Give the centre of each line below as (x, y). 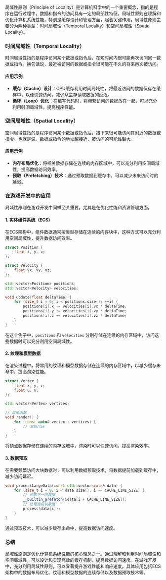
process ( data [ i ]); (42, 509)
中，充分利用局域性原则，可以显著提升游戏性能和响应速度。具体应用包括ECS (83, 566)
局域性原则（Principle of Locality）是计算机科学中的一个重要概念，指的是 (80, 7)
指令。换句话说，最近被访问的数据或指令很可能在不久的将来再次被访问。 (87, 64)
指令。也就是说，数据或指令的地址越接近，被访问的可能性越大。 (70, 139)
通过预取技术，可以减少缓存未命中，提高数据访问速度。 (61, 528)
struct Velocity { (24, 266)
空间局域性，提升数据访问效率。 (42, 238)
